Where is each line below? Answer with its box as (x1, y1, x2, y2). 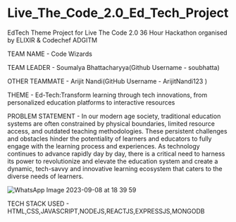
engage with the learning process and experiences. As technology (7, 141, 200, 150)
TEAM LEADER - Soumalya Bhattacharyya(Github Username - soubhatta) (7, 63, 220, 71)
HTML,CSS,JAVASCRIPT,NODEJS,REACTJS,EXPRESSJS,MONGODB (7, 206, 205, 215)
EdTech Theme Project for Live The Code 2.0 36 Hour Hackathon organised (7, 28, 228, 37)
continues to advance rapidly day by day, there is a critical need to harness (7, 149, 225, 158)
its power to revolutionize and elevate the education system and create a (7, 157, 218, 165)
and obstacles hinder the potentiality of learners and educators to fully (7, 134, 212, 143)
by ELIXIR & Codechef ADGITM (7, 35, 97, 44)
